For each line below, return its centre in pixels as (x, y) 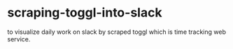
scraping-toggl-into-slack (85, 13)
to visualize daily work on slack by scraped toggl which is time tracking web (116, 32)
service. (19, 39)
